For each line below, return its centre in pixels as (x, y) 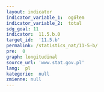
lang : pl (19, 68)
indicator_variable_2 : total (44, 23)
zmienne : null (24, 79)
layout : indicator (29, 12)
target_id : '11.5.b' (33, 40)
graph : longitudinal (32, 57)
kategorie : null (28, 74)
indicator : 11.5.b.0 (33, 34)
